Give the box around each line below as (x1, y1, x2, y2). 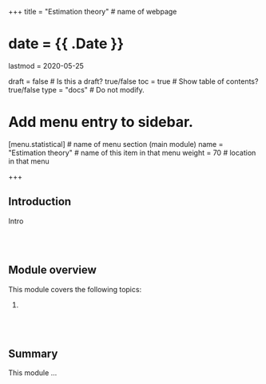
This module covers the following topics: (8, 284, 142, 294)
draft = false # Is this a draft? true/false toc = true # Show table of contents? (8, 76, 259, 86)
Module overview (8, 263, 97, 277)
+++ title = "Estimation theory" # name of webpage (8, 7, 177, 16)
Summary (8, 346, 58, 360)
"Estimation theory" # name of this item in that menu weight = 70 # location (8, 148, 256, 157)
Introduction (8, 195, 72, 208)
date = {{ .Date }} (8, 35, 125, 53)
